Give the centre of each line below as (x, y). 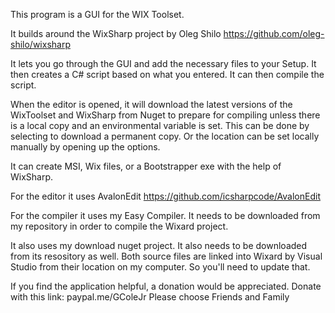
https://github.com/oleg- (274, 33)
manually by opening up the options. (85, 147)
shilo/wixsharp (40, 44)
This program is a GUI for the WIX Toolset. (97, 14)
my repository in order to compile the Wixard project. (119, 226)
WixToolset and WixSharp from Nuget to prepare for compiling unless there (165, 115)
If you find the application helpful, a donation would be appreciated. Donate (166, 286)
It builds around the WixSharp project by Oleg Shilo (116, 33)
